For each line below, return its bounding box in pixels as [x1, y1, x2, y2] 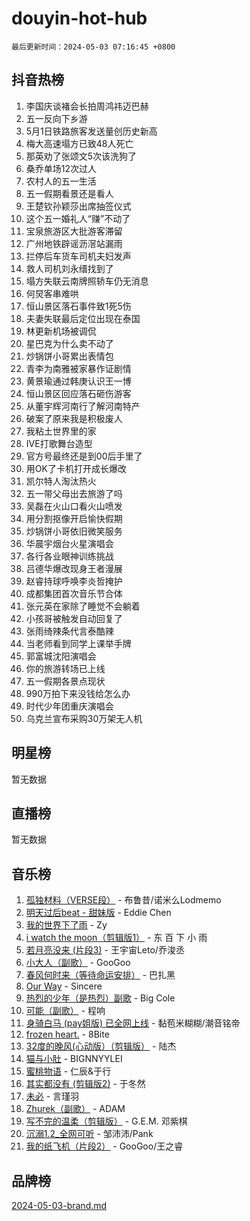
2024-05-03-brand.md [11, 1200, 108, 1211]
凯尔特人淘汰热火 [25, 475, 97, 487]
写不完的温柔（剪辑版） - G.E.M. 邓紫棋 [25, 1115, 188, 1127]
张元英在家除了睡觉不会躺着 [25, 600, 141, 612]
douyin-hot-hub [11, 7, 148, 30]
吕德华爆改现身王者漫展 [25, 562, 123, 574]
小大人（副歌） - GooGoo [25, 957, 131, 969]
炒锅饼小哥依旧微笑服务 [25, 525, 123, 537]
